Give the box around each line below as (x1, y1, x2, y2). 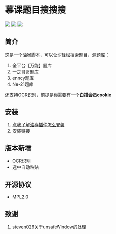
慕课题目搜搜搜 (5, 4, 66, 16)
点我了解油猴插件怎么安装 (12, 121, 65, 127)
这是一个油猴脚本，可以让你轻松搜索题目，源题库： (5, 52, 110, 58)
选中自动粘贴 (12, 164, 39, 170)
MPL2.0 (12, 194, 29, 200)
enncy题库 (12, 75, 34, 81)
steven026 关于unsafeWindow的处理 (12, 224, 87, 230)
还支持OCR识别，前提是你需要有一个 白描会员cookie (5, 92, 112, 98)
